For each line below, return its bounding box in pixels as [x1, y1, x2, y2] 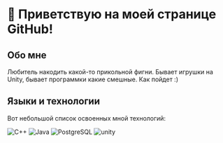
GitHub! [7, 21, 54, 37]
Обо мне [7, 49, 47, 61]
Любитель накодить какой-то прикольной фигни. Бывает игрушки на [7, 68, 213, 76]
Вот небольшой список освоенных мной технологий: [7, 114, 166, 122]
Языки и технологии [7, 95, 100, 107]
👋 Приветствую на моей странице [7, 6, 217, 22]
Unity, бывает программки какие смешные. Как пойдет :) [7, 75, 179, 83]
